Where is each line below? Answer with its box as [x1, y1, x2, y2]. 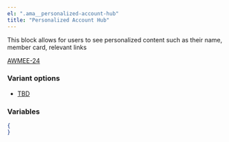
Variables [7, 107, 40, 116]
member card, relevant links [7, 43, 87, 51]
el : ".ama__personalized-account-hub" [7, 10, 119, 17]
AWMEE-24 [7, 56, 40, 64]
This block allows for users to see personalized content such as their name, [7, 35, 223, 44]
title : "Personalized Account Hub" [7, 17, 110, 24]
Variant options [7, 73, 60, 83]
